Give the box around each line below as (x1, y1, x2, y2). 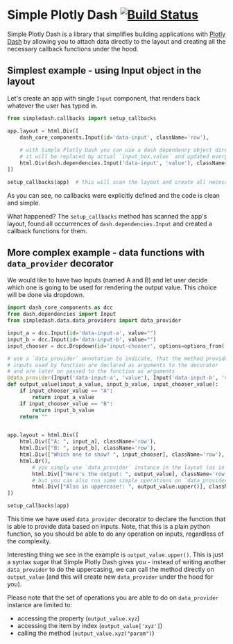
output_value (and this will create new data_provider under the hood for (7, 573, 214, 581)
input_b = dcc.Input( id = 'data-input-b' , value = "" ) (7, 336, 157, 343)
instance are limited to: (7, 601, 73, 609)
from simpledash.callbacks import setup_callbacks (7, 115, 157, 121)
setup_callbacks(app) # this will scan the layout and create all (7, 178, 207, 185)
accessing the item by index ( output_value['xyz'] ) (17, 622, 163, 630)
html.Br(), (19, 457, 51, 464)
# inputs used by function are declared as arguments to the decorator (7, 362, 218, 368)
